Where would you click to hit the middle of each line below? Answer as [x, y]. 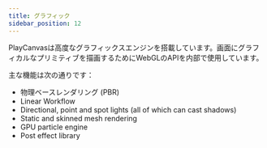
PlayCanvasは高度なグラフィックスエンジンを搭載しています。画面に [123, 47]
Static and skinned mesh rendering [79, 118]
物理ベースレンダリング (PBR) [70, 92]
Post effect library [50, 135]
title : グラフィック [39, 16]
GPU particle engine [54, 127]
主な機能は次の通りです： [51, 74]
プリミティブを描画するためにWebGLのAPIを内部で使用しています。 [150, 57]
